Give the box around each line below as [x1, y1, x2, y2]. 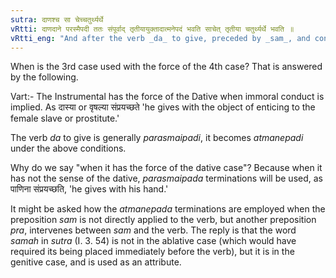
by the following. [10, 71, 79, 83]
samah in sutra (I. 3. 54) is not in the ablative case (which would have [10, 235, 297, 247]
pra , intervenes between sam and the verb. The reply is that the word [10, 224, 297, 236]
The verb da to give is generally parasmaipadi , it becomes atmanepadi [10, 132, 304, 144]
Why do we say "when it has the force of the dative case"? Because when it [10, 162, 323, 174]
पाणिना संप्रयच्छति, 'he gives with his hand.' [10, 183, 169, 195]
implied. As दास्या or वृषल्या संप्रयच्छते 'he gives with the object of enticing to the [10, 101, 316, 113]
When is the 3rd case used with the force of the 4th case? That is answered [10, 61, 323, 73]
